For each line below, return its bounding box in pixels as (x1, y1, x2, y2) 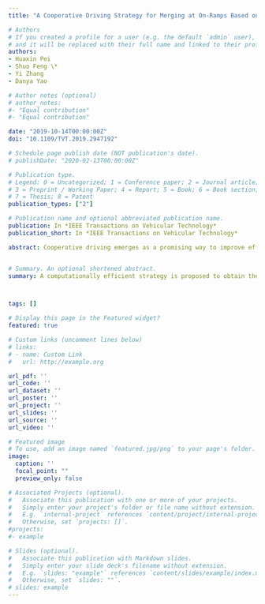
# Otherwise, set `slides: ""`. (8, 576, 122, 584)
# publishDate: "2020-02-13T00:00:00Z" (8, 156, 140, 164)
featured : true (8, 321, 58, 330)
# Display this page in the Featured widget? (8, 314, 160, 322)
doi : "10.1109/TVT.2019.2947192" (8, 135, 118, 143)
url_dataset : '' (8, 387, 62, 395)
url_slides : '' (8, 408, 58, 417)
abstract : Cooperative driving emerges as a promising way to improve (8, 243, 245, 251)
